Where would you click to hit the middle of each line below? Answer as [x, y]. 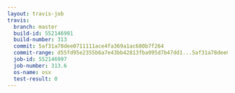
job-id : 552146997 [41, 59]
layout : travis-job [36, 14]
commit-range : [34, 53]
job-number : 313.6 [41, 66]
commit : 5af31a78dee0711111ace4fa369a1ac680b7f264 [89, 46]
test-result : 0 [36, 79]
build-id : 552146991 [43, 33]
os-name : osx [33, 72]
